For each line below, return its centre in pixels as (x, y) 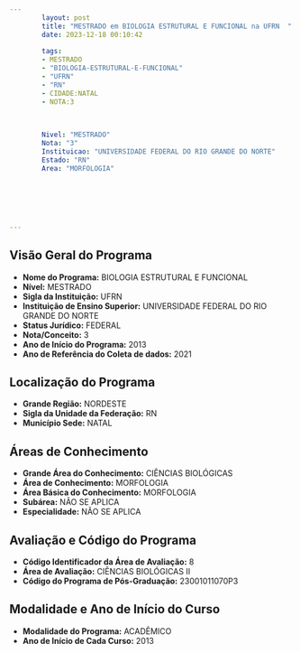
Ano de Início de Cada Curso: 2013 (88, 640)
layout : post (66, 18)
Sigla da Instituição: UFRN (73, 296)
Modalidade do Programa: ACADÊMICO (97, 631)
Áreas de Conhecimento (79, 451)
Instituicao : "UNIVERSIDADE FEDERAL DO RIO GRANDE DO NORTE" (159, 152)
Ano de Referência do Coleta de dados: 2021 (107, 354)
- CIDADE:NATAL (70, 93)
